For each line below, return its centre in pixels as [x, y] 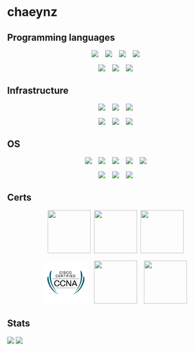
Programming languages [61, 38]
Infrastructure [38, 91]
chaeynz [32, 12]
